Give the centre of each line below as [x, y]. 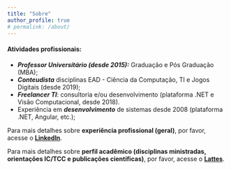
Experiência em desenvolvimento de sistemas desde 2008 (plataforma [120, 109]
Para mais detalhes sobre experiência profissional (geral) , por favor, [106, 130]
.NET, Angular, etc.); [46, 117]
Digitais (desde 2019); [49, 87]
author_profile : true [39, 20]
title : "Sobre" [29, 14]
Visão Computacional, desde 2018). [68, 101]
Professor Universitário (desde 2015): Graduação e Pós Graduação [115, 64]
